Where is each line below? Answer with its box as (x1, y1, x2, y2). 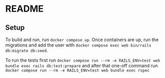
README (5, 3, 44, 15)
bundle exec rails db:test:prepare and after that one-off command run (5, 63, 158, 68)
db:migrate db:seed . (5, 48, 48, 53)
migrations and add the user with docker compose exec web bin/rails (5, 42, 152, 48)
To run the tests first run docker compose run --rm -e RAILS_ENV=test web (5, 57, 160, 63)
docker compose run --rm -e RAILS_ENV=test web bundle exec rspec (5, 68, 150, 73)
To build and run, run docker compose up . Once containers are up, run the (5, 36, 159, 43)
